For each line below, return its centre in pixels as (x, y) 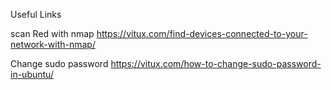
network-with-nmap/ (53, 44)
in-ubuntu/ (32, 74)
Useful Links (36, 14)
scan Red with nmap (52, 33)
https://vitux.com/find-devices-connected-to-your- (202, 33)
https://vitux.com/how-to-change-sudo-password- (216, 63)
